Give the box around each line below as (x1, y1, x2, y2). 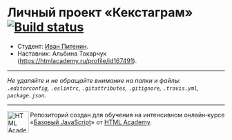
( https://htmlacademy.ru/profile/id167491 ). (17, 56, 137, 65)
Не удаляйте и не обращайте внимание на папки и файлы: (7, 76, 181, 84)
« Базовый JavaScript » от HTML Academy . (30, 118, 152, 126)
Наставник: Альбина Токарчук (17, 49, 107, 58)
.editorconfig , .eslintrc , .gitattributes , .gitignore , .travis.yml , (7, 84, 199, 92)
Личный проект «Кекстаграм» (7, 5, 193, 21)
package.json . (7, 91, 46, 99)
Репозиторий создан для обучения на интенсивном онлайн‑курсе (30, 110, 225, 119)
